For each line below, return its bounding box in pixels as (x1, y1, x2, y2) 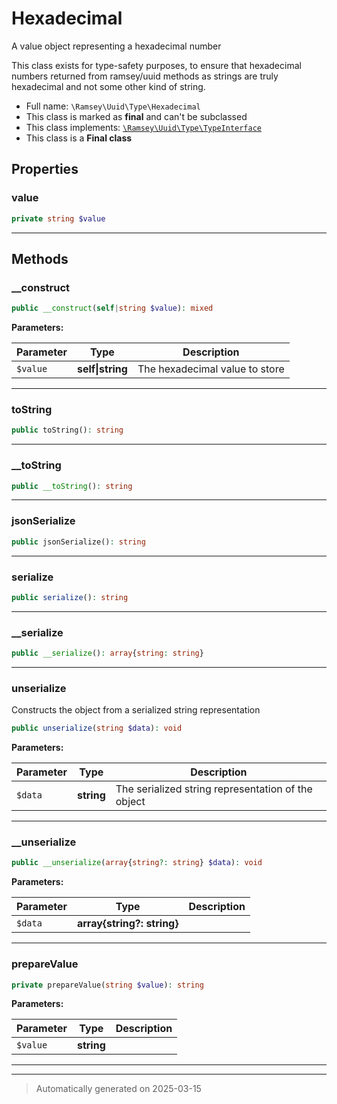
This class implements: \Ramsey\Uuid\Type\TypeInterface (25, 121, 262, 133)
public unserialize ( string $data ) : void (11, 723, 183, 734)
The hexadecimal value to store (137, 362, 285, 376)
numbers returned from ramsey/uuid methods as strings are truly (11, 70, 279, 82)
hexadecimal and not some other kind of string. (11, 80, 206, 92)
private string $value (11, 213, 106, 224)
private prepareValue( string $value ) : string (11, 980, 204, 990)
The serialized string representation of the (115, 782, 313, 796)
